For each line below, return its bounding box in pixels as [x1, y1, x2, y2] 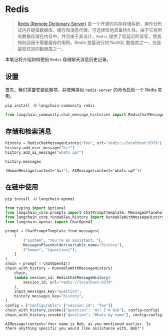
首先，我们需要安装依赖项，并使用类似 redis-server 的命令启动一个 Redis [5, 87, 157, 93]
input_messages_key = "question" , [14, 289, 81, 294]
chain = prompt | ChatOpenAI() [5, 261, 70, 266]
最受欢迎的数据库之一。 [17, 46, 66, 52]
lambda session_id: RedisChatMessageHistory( [14, 275, 111, 280]
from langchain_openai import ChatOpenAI [5, 219, 93, 225]
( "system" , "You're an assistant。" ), [23, 238, 103, 243]
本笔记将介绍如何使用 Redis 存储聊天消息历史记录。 [5, 56, 111, 62]
